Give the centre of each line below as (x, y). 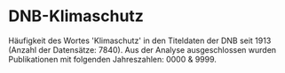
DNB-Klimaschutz (76, 16)
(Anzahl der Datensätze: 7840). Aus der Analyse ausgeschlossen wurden (142, 49)
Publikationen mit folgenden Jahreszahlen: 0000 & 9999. (112, 59)
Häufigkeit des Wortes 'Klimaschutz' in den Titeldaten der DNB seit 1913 (140, 40)
